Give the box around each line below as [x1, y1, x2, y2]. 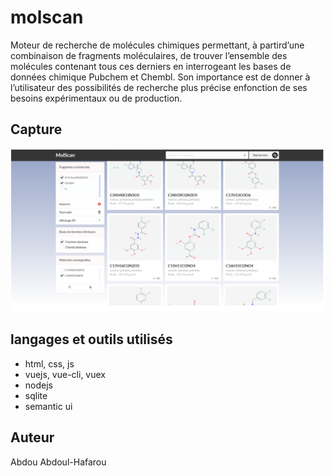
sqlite [24, 389, 48, 401]
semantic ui [24, 400, 73, 412]
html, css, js [24, 357, 75, 370]
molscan [10, 6, 84, 29]
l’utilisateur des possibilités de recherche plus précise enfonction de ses [10, 81, 308, 93]
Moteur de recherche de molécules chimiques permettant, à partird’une [10, 39, 305, 51]
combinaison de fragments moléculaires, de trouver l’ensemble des [10, 49, 288, 61]
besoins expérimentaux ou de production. [10, 92, 183, 104]
